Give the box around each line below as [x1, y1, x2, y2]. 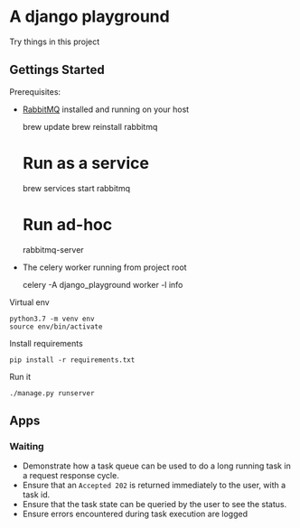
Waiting [9, 440, 44, 452]
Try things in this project [9, 36, 100, 47]
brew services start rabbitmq [22, 182, 131, 193]
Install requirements [9, 338, 83, 348]
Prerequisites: [9, 86, 61, 97]
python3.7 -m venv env [9, 314, 95, 323]
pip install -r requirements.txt [9, 355, 136, 365]
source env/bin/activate [9, 322, 103, 331]
